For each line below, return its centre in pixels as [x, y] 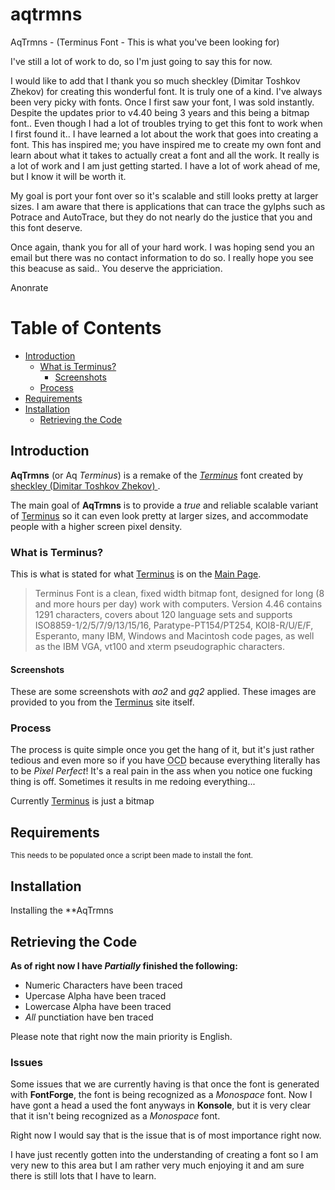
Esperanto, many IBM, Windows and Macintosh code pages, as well [174, 635]
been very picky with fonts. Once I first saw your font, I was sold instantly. [162, 102]
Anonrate [29, 287]
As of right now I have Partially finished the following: [124, 965]
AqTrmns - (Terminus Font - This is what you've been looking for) [145, 42]
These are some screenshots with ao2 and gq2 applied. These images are [163, 692]
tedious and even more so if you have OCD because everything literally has [165, 760]
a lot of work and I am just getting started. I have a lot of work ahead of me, [165, 165]
